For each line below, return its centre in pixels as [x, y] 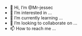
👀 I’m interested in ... [31, 13]
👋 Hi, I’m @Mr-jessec [31, 8]
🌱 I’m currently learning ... [36, 18]
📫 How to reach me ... [33, 28]
